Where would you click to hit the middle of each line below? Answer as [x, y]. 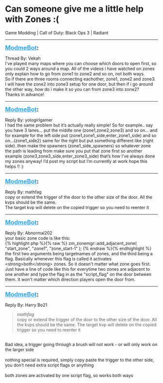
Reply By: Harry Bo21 [26, 305]
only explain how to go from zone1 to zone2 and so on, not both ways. [75, 73]
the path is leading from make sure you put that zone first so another [73, 151]
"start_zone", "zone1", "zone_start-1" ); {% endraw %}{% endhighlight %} [78, 248]
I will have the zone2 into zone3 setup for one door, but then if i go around [79, 84]
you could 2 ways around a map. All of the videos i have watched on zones [80, 69]
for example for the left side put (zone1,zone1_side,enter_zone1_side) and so [81, 135]
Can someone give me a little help [74, 9]
